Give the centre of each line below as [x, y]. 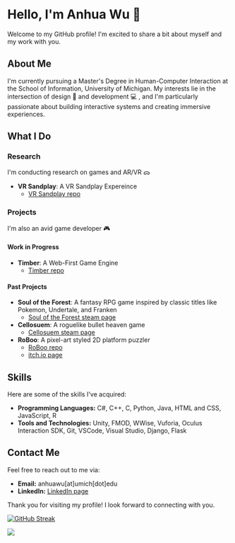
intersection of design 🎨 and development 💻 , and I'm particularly [103, 96]
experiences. [26, 114]
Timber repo [46, 270]
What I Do [29, 136]
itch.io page [45, 355]
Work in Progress [33, 247]
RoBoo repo [45, 348]
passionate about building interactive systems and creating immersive [109, 106]
